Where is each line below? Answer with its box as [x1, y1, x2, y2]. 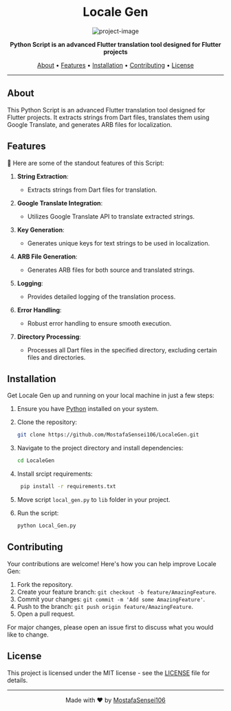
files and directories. [27, 353, 86, 361]
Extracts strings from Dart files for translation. [27, 186, 157, 194]
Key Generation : [16, 226, 65, 234]
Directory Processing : [16, 332, 81, 341]
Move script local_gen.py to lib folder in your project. [16, 496, 170, 503]
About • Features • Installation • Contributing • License [36, 61, 195, 69]
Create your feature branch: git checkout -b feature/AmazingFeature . [16, 588, 217, 596]
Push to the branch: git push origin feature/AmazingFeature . [16, 602, 194, 610]
